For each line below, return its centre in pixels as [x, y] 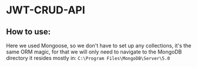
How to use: [29, 32]
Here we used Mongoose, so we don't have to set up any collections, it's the [99, 45]
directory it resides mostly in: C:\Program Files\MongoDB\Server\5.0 [88, 58]
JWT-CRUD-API [46, 10]
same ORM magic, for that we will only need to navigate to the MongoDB [94, 52]
